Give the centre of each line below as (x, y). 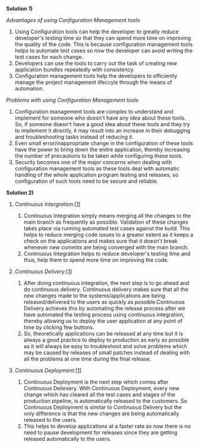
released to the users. (50, 420)
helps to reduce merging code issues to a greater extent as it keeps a (108, 235)
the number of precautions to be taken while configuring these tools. (99, 156)
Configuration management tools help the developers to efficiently (96, 76)
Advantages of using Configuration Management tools (73, 20)
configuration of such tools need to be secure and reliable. (86, 181)
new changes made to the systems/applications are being (94, 296)
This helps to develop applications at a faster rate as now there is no (107, 426)
